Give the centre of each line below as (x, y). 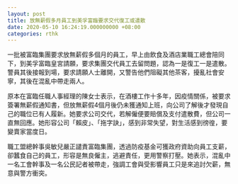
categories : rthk (33, 34)
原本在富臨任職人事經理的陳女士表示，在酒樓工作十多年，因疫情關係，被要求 (119, 96)
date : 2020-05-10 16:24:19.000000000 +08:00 (74, 27)
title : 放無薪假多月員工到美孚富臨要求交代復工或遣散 (76, 21)
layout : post (27, 14)
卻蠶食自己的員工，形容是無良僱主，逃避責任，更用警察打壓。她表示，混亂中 (119, 156)
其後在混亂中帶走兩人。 (54, 81)
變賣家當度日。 (29, 132)
